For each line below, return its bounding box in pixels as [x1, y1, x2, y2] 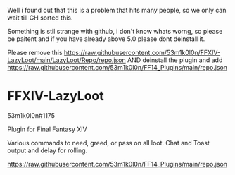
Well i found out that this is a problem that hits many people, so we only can [7, 6, 227, 14]
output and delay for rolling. [7, 146, 88, 155]
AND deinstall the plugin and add [127, 56, 223, 64]
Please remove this [7, 49, 63, 56]
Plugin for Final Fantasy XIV [7, 125, 88, 133]
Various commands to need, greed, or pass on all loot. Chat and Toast [7, 138, 210, 147]
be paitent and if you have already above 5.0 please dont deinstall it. [7, 35, 205, 43]
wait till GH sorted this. [7, 13, 73, 22]
